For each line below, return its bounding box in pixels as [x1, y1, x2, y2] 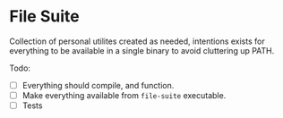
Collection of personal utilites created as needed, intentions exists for [9, 36, 266, 46]
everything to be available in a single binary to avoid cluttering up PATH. [9, 45, 275, 55]
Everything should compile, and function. [21, 80, 175, 90]
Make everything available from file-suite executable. [21, 90, 227, 100]
